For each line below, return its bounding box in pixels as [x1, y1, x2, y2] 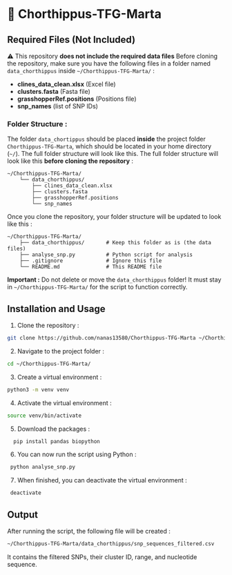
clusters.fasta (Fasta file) [17, 88, 91, 95]
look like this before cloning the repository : [7, 157, 133, 165]
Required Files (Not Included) [7, 34, 136, 46]
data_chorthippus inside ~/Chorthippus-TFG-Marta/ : [7, 67, 155, 75]
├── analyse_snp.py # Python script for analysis [19, 251, 193, 258]
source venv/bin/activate [7, 412, 81, 419]
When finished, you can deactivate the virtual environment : [17, 476, 188, 485]
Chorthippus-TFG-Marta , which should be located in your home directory [7, 142, 212, 150]
